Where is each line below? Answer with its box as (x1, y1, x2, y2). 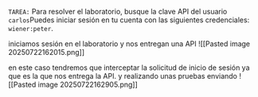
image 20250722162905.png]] (37, 80, 138, 89)
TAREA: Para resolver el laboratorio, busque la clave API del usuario (8, 7, 228, 16)
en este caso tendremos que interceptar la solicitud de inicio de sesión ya (8, 63, 250, 72)
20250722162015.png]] (8, 48, 85, 56)
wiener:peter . (8, 24, 53, 33)
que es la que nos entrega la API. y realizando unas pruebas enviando (8, 72, 237, 80)
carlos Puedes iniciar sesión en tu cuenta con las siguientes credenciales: (8, 15, 250, 25)
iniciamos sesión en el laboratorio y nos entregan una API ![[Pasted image (8, 39, 251, 48)
